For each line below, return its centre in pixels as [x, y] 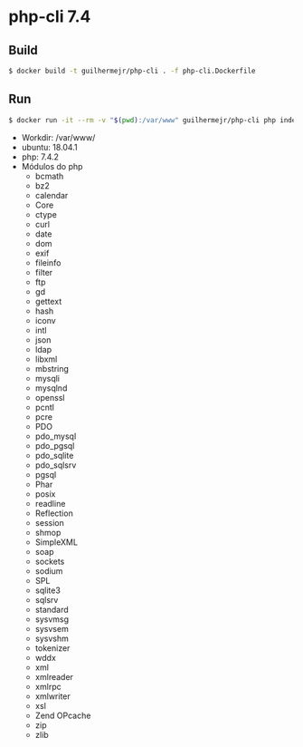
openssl [50, 397]
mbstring [52, 368]
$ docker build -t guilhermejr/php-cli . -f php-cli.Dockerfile [132, 71]
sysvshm [52, 638]
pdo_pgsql [55, 445]
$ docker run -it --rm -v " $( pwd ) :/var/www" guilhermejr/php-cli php [142, 120]
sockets [50, 561]
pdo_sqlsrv [56, 465]
